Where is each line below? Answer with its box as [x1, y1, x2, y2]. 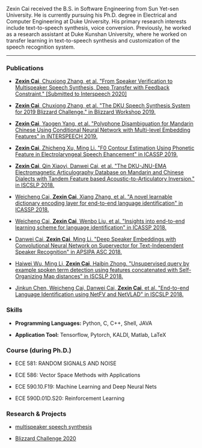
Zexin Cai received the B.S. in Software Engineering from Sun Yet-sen [6, 5, 179, 12]
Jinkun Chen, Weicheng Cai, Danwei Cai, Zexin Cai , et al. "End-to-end [14, 285, 189, 292]
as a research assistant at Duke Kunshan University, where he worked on [6, 31, 188, 38]
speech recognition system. [6, 43, 75, 50]
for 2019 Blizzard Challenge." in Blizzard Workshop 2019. [14, 108, 156, 116]
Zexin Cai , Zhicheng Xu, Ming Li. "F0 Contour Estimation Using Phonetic [14, 144, 195, 152]
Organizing [14, 273, 43, 280]
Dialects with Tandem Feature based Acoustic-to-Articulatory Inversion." [14, 175, 195, 183]
